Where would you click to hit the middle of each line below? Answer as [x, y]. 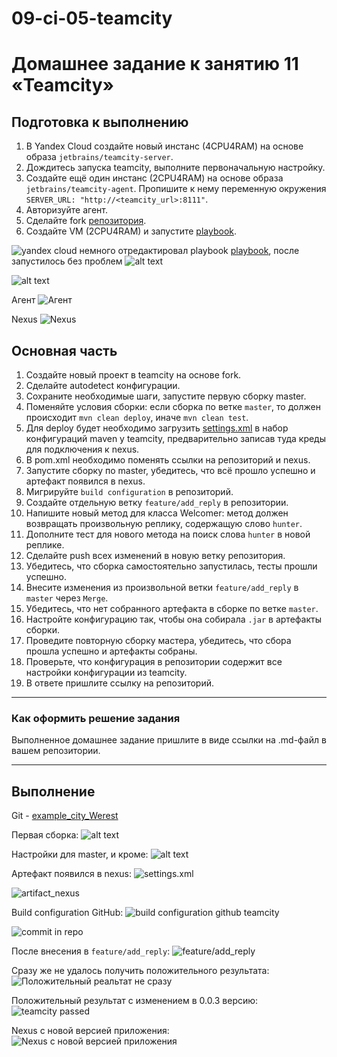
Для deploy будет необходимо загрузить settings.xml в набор [157, 428]
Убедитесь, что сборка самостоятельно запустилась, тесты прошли [171, 566]
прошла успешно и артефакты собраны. [111, 651]
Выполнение [53, 791]
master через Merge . [67, 598]
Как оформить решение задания [96, 718]
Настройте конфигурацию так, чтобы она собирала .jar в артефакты [173, 619]
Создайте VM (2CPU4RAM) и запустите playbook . [131, 231]
